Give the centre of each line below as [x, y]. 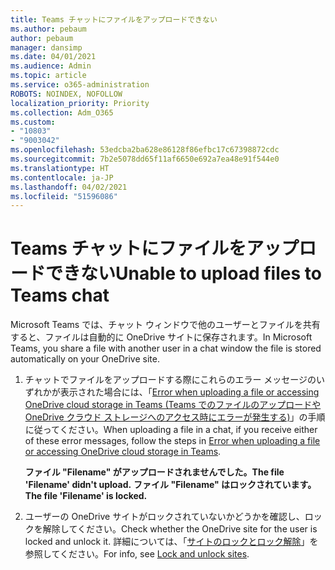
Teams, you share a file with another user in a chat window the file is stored [166, 348]
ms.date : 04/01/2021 [53, 57]
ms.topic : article [48, 76]
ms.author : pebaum [48, 29]
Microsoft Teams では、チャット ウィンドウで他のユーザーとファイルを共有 [165, 325]
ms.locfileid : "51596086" [64, 196]
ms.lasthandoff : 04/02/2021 [69, 187]
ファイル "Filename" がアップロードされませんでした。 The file [154, 472]
